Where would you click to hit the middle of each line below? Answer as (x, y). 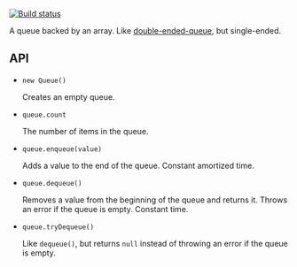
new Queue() (44, 80)
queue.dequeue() (52, 183)
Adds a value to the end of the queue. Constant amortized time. (138, 165)
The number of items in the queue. (85, 131)
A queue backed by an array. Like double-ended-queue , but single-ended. (145, 31)
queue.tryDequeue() (58, 227)
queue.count (44, 115)
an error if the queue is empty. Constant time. (105, 209)
